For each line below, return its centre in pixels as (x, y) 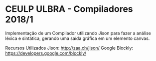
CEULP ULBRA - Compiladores (69, 9)
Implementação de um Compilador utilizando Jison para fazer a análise (78, 33)
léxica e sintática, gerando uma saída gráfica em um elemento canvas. (78, 38)
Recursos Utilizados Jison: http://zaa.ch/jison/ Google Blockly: (69, 48)
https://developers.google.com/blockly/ (46, 53)
